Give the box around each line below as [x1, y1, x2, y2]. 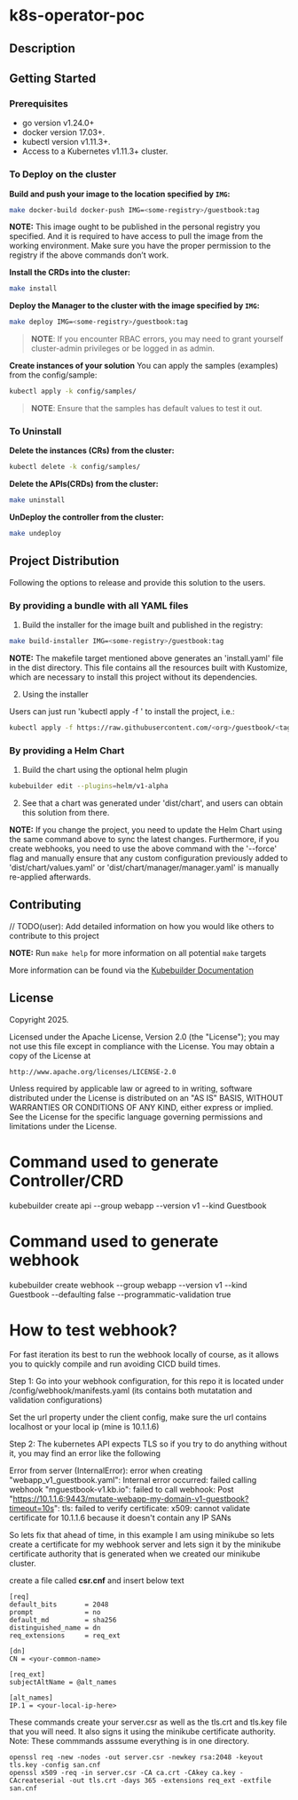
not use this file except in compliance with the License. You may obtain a [9, 1040, 275, 1051]
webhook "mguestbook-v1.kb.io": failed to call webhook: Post [9, 1485, 234, 1495]
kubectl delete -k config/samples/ [9, 463, 141, 472]
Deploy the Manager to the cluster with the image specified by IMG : [9, 300, 260, 311]
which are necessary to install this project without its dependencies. [9, 672, 258, 682]
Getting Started [9, 70, 97, 85]
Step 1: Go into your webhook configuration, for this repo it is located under [9, 1376, 285, 1387]
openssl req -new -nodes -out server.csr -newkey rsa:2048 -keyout [9, 1753, 264, 1762]
